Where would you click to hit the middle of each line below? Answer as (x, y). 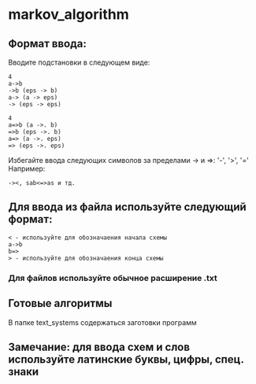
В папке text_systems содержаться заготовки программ (102, 322)
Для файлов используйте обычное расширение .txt (113, 278)
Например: (27, 168)
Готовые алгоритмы (60, 303)
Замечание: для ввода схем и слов (99, 347)
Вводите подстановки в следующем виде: (79, 62)
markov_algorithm (69, 15)
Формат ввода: (47, 44)
